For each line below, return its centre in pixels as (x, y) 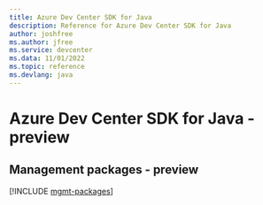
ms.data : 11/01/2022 (47, 58)
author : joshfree (41, 34)
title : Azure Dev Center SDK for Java (81, 17)
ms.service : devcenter (51, 50)
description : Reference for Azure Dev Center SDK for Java (120, 26)
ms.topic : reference (47, 67)
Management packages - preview (104, 170)
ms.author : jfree (41, 42)
